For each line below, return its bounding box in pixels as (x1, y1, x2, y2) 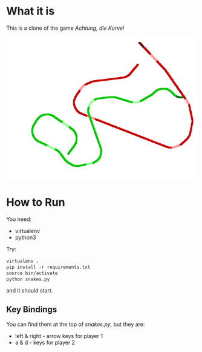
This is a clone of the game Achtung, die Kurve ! (6, 24, 125, 32)
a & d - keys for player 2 (15, 339, 76, 346)
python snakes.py (6, 276, 50, 282)
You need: (6, 215, 32, 223)
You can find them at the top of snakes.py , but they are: (6, 320, 145, 328)
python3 (15, 234, 36, 241)
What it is (6, 4, 55, 18)
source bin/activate (6, 270, 59, 276)
